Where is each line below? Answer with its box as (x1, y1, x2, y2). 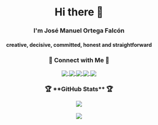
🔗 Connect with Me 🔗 (48, 56, 110, 64)
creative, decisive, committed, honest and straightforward (6, 41, 152, 48)
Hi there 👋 (54, 5, 104, 19)
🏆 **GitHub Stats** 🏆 (44, 85, 114, 94)
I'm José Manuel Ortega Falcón (33, 27, 125, 35)
